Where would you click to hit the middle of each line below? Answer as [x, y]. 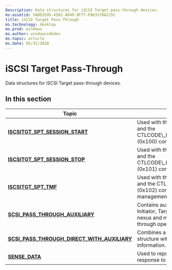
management [153, 196]
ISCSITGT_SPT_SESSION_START [48, 132]
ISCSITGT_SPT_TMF [33, 186]
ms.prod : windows [24, 29]
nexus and [149, 217]
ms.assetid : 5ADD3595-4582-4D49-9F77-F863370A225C [60, 15]
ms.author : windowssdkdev [33, 34]
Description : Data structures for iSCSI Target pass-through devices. [82, 10]
